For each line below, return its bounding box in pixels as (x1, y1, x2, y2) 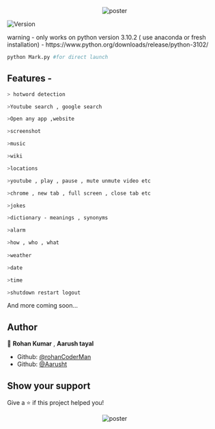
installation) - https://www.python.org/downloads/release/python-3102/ (7, 40, 209, 49)
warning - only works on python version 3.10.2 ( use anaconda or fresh (7, 34, 206, 41)
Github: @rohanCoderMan (16, 353, 91, 361)
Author (7, 321, 38, 333)
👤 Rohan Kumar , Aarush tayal (7, 339, 94, 348)
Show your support (7, 380, 91, 391)
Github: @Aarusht (16, 360, 68, 369)
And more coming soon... (7, 302, 78, 310)
